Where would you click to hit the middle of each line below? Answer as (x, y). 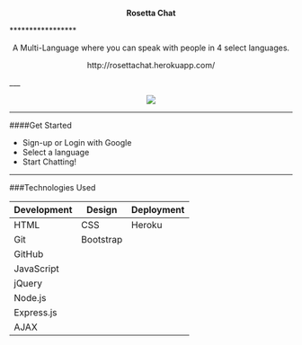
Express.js (36, 312)
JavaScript (37, 269)
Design (102, 210)
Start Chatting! (49, 162)
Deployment (158, 210)
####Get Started (40, 125)
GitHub (29, 254)
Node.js (30, 298)
